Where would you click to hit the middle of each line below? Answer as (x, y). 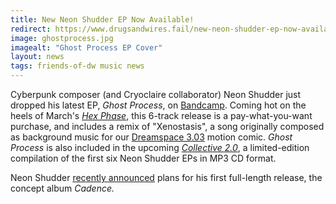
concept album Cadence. (62, 188)
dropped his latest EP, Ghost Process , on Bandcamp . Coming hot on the (158, 105)
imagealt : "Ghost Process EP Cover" (86, 47)
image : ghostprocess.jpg (62, 38)
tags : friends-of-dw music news (77, 66)
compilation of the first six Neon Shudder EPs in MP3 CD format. (143, 158)
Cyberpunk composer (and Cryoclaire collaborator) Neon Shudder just (156, 94)
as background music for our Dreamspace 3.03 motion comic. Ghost (151, 137)
